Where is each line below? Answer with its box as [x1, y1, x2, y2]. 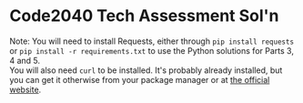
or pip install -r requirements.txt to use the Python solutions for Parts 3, [9, 45, 294, 56]
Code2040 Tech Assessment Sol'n [9, 5, 279, 26]
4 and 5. [9, 55, 41, 66]
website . [9, 84, 42, 95]
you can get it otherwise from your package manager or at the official [9, 74, 270, 85]
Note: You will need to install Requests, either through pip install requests [9, 36, 294, 46]
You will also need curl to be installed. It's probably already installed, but [9, 65, 283, 76]
